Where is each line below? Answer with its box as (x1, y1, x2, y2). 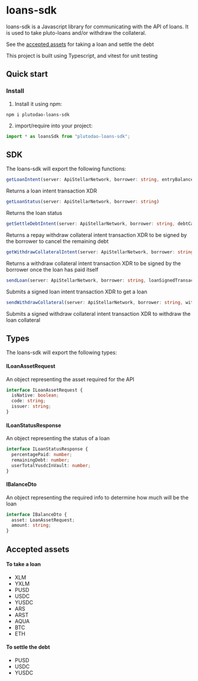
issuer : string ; (11, 404, 51, 409)
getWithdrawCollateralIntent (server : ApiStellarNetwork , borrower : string (6, 249, 194, 255)
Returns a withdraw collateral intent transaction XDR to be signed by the (6, 260, 181, 267)
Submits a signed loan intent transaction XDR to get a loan (6, 288, 147, 295)
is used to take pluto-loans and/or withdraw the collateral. (6, 29, 147, 36)
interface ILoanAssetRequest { (6, 387, 83, 393)
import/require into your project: (14, 122, 93, 129)
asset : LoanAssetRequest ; (11, 517, 75, 523)
